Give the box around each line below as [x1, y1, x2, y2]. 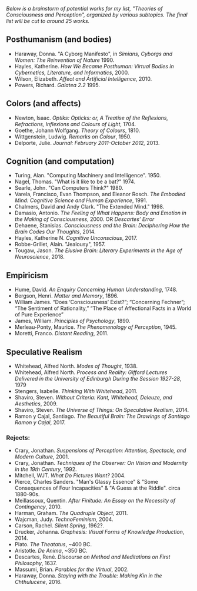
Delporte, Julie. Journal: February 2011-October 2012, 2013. [14, 139, 160, 146]
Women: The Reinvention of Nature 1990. [14, 56, 115, 64]
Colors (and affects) [6, 98, 81, 108]
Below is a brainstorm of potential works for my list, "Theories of [6, 5, 163, 12]
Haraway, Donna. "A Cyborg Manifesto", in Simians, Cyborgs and [14, 50, 172, 57]
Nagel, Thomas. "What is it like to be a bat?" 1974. [14, 178, 136, 185]
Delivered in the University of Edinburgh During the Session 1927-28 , [14, 375, 182, 382]
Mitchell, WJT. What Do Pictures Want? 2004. [14, 472, 126, 479]
